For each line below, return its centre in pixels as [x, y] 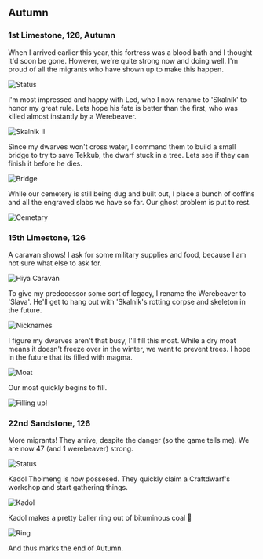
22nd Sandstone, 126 [49, 423]
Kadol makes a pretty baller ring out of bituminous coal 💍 [100, 518]
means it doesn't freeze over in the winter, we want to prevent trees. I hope [130, 349]
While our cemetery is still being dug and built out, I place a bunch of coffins [131, 194]
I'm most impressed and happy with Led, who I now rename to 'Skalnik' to [128, 99]
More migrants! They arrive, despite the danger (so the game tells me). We [129, 440]
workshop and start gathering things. [68, 488]
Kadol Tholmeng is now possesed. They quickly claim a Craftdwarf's [119, 479]
